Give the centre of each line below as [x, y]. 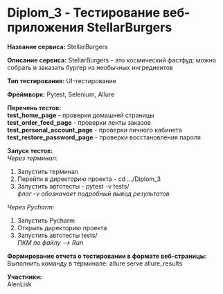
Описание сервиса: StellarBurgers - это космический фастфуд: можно [112, 60]
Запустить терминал [47, 171]
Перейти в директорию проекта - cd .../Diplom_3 [89, 179]
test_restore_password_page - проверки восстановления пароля [104, 137]
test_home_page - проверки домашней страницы [81, 115]
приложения [46, 27]
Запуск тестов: [30, 150]
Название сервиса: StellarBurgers [58, 46]
